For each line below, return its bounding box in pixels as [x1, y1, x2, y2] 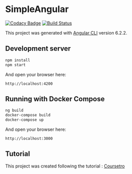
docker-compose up [5, 117, 44, 122]
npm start [5, 62, 26, 67]
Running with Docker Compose [5, 94, 105, 103]
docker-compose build [5, 113, 51, 118]
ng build [5, 108, 24, 113]
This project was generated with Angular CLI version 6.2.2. [5, 30, 127, 36]
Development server [5, 44, 71, 53]
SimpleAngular [5, 4, 69, 15]
